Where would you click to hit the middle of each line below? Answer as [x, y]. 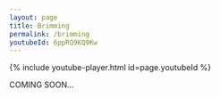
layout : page [34, 17]
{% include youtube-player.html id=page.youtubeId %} [110, 68]
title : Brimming [39, 26]
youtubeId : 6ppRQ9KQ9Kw [54, 42]
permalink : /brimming [50, 34]
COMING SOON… [42, 85]
